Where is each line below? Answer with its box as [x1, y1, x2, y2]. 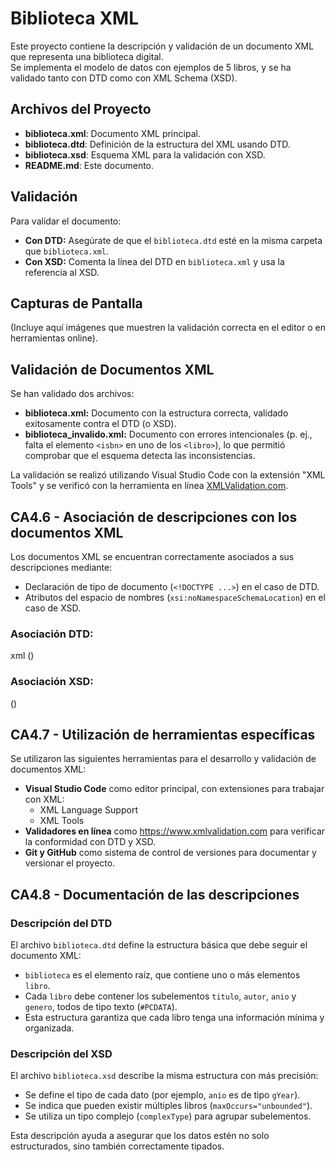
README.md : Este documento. [24, 159, 155, 171]
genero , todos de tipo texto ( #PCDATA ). [24, 1001, 178, 1013]
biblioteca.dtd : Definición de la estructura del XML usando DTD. [24, 138, 291, 150]
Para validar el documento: [10, 215, 122, 227]
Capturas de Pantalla [10, 295, 143, 312]
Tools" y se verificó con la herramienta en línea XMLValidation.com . [10, 480, 289, 492]
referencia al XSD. [24, 266, 100, 278]
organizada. [24, 1022, 75, 1034]
